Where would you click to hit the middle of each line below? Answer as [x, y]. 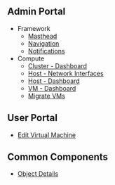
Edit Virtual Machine [46, 135]
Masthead [42, 36]
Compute [31, 58]
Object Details [38, 174]
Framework [34, 28]
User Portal [33, 118]
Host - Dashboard [54, 81]
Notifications [46, 51]
